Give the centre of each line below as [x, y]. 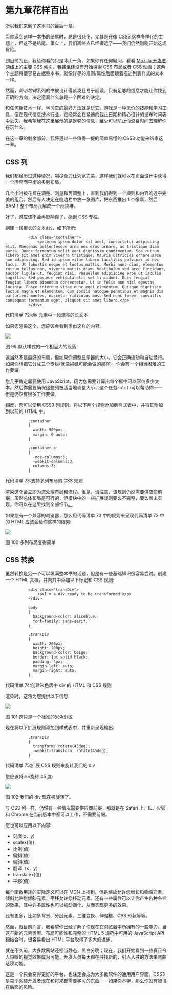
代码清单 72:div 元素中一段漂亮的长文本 [47, 315]
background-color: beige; [60, 652]
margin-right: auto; [55, 670]
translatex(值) [27, 874]
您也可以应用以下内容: [29, 825]
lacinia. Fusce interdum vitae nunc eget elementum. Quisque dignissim [83, 287]
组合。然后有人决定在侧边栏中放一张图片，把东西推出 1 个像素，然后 [86, 199]
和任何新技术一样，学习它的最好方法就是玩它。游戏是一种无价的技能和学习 [84, 108]
